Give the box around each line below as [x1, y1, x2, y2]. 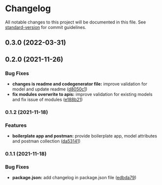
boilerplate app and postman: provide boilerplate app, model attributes [12, 133, 157, 139]
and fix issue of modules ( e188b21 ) [12, 96, 83, 103]
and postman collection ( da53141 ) [12, 138, 81, 144]
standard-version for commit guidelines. [5, 24, 86, 30]
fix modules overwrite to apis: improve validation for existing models [12, 92, 153, 97]
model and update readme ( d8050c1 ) [12, 86, 87, 92]
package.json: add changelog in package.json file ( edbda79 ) [12, 175, 136, 181]
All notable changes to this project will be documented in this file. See [5, 19, 146, 25]
